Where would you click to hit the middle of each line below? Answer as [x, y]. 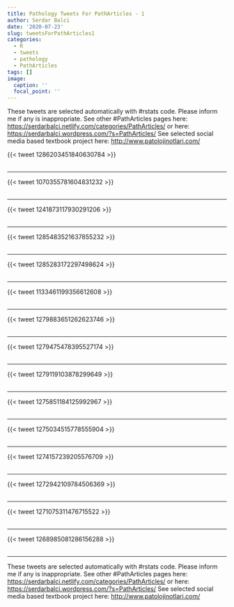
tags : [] [20, 72]
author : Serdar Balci [39, 20]
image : [17, 78]
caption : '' [31, 85]
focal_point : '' [37, 91]
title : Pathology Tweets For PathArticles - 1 [76, 14]
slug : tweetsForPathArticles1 [51, 33]
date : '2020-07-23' [36, 27]
